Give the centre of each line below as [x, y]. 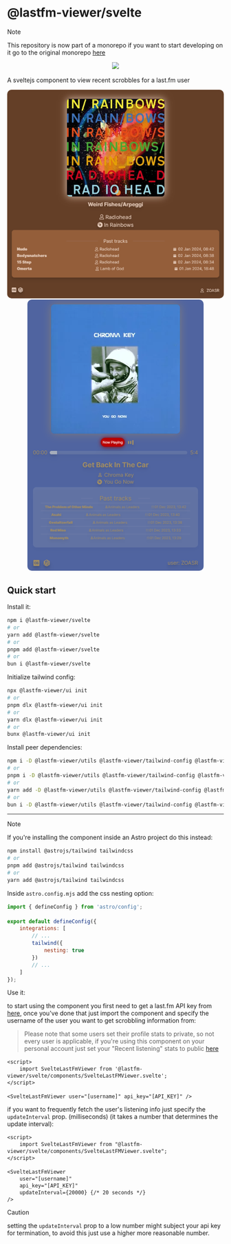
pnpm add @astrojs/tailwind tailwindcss [66, 866]
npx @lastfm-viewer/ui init [47, 691]
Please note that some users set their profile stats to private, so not [119, 1034]
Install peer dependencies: [45, 748]
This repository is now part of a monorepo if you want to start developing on [115, 45]
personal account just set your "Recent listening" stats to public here [121, 1049]
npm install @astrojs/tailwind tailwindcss [70, 851]
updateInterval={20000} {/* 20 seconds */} [83, 1193]
